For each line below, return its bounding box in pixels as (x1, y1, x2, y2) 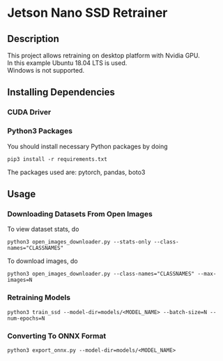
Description (7, 33, 59, 45)
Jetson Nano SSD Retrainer (7, 5, 168, 21)
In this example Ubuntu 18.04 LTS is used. (7, 59, 128, 67)
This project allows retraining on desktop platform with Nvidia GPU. (7, 51, 200, 59)
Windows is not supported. (7, 66, 85, 74)
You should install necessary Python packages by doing (7, 142, 169, 150)
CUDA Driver (7, 107, 52, 117)
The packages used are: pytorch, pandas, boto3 (7, 168, 146, 176)
